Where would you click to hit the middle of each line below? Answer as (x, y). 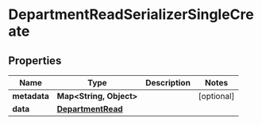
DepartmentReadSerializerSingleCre (131, 15)
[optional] (216, 96)
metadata (31, 96)
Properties (35, 61)
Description (168, 83)
